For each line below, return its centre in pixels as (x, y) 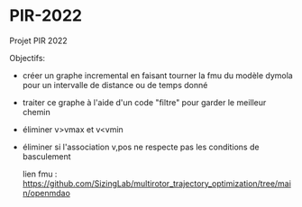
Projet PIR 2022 (38, 40)
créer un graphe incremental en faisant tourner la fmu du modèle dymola (157, 75)
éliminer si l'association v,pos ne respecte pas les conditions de (141, 147)
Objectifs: (27, 58)
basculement (46, 156)
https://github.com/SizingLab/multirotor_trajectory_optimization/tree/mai (156, 183)
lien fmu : (40, 174)
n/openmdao (46, 193)
